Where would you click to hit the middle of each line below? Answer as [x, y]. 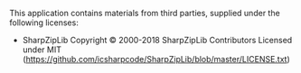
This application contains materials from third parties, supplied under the [145, 13]
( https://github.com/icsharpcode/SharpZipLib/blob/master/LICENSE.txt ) [156, 59]
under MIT [42, 50]
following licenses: [44, 23]
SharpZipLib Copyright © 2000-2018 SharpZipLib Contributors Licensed [157, 40]
